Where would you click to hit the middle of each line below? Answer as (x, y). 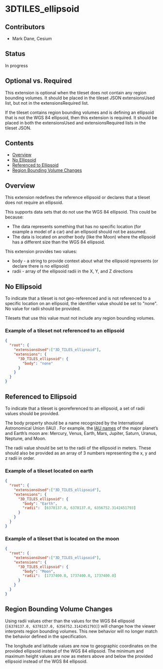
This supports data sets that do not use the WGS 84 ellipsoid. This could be (81, 212)
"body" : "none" (38, 363)
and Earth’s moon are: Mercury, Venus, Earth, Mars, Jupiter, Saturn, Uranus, (81, 433)
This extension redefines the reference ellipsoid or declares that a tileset (78, 198)
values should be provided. (32, 413)
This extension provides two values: (41, 252)
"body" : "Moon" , (39, 571)
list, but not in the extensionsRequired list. (47, 103)
